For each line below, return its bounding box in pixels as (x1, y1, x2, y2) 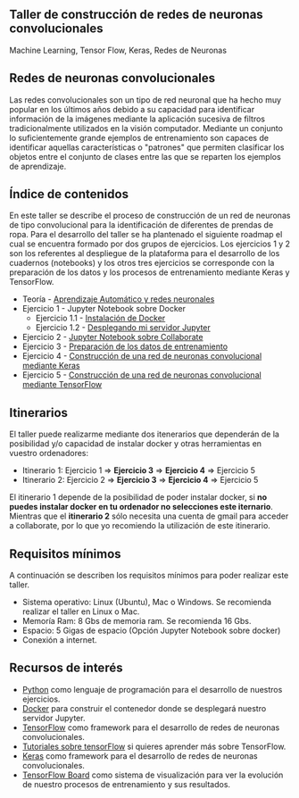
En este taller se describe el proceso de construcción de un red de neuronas (9, 210, 291, 221)
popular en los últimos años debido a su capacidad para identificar (9, 104, 255, 114)
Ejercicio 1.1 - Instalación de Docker (35, 312, 166, 324)
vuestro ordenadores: (9, 448, 89, 459)
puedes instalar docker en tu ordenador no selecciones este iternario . (9, 502, 274, 512)
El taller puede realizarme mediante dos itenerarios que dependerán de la (9, 428, 279, 440)
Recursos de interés (9, 661, 123, 676)
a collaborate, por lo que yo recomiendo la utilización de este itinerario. (9, 520, 270, 531)
